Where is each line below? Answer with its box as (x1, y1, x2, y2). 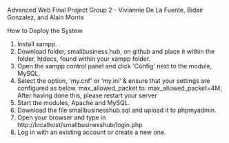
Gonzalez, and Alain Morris (7, 13, 84, 21)
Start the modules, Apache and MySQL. (17, 99, 130, 106)
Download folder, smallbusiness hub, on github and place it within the (17, 48, 215, 55)
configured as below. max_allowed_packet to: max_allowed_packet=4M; (17, 84, 223, 92)
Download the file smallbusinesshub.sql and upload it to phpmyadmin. (17, 106, 217, 114)
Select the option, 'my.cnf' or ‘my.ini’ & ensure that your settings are (17, 77, 210, 85)
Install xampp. (17, 40, 57, 48)
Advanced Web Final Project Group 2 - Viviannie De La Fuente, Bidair (7, 6, 203, 14)
